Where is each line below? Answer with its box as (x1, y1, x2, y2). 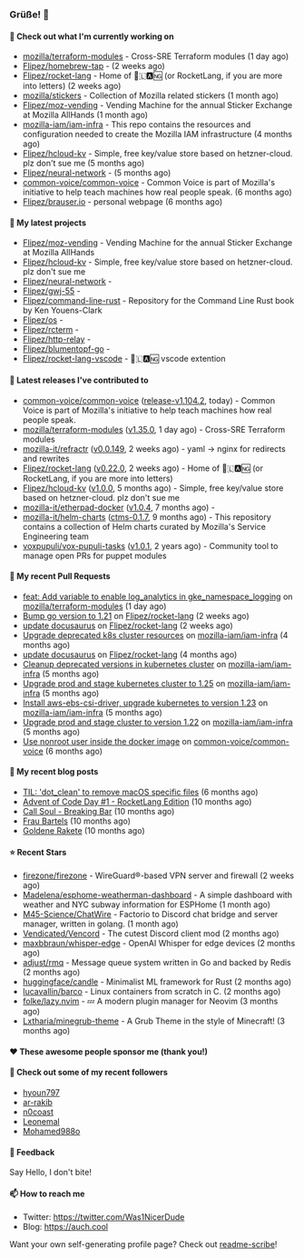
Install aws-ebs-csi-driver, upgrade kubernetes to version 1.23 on (22, 697, 269, 708)
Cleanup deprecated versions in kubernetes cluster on (22, 658, 227, 669)
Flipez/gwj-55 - (22, 285, 82, 296)
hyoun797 (22, 1086, 61, 1098)
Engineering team (22, 531, 89, 542)
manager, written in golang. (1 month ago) (22, 918, 179, 930)
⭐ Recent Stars (9, 846, 67, 857)
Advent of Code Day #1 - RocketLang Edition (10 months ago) (22, 795, 252, 807)
